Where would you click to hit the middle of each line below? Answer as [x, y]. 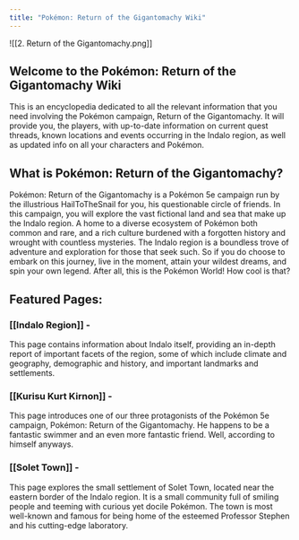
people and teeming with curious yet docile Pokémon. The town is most [141, 506]
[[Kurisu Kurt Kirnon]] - [61, 396]
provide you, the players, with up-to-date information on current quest [139, 126]
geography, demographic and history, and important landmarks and [134, 363]
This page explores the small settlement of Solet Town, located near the [142, 487]
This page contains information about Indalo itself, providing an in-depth [142, 344]
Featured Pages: [56, 299]
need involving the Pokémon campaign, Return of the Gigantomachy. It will [147, 117]
